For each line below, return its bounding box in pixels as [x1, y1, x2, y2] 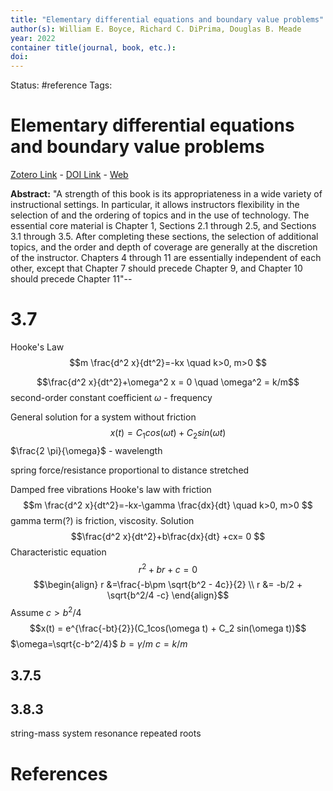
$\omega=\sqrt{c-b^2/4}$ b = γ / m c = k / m [10, 638, 188, 650]
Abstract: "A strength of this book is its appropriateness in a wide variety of [10, 188, 323, 200]
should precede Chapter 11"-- [10, 273, 133, 285]
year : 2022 [10, 33, 56, 43]
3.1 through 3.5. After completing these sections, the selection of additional [10, 231, 319, 243]
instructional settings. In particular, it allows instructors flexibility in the [10, 199, 300, 211]
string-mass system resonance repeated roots [10, 727, 202, 740]
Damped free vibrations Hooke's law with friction [10, 483, 212, 495]
